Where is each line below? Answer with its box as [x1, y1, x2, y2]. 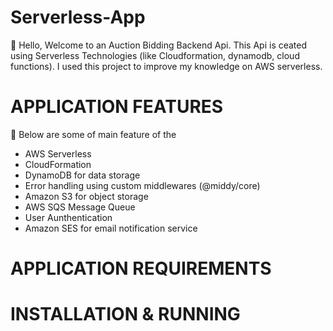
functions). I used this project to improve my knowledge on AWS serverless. [10, 60, 323, 72]
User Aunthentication [24, 211, 113, 223]
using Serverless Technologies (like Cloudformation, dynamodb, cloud [10, 49, 300, 61]
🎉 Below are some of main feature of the [10, 128, 177, 140]
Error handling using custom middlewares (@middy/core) [24, 179, 261, 191]
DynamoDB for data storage [24, 169, 141, 181]
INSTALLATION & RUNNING [10, 303, 241, 326]
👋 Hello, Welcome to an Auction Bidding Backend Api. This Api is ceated [10, 39, 308, 51]
